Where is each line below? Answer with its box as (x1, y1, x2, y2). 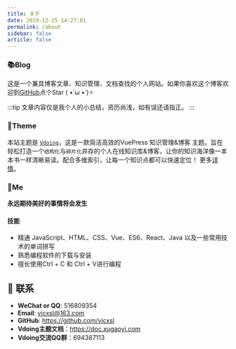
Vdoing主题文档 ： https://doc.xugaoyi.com (17, 324, 141, 334)
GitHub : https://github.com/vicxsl (17, 317, 114, 325)
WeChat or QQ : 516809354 (17, 301, 97, 310)
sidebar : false (7, 29, 52, 37)
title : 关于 (7, 10, 40, 18)
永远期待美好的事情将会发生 (7, 199, 88, 208)
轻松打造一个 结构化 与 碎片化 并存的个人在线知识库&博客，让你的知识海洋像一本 (7, 147, 228, 155)
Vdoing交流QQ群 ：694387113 (17, 334, 105, 342)
